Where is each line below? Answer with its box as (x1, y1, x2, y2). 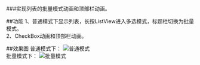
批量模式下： (6, 53, 38, 59)
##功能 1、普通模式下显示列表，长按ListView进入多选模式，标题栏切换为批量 (6, 18, 194, 25)
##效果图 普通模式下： (6, 45, 61, 52)
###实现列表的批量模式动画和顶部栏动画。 (6, 5, 110, 12)
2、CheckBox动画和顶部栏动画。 (6, 32, 87, 40)
